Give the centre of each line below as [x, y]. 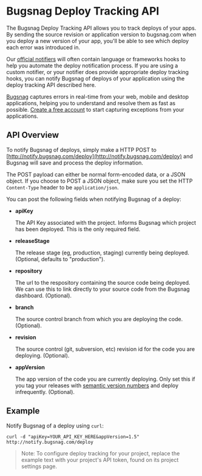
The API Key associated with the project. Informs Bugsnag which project [105, 222]
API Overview [33, 135]
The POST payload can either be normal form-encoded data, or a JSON [96, 174]
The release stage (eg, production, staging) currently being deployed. [102, 253]
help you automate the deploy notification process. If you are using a [92, 66]
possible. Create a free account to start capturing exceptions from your [95, 109]
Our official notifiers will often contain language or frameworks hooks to [96, 59]
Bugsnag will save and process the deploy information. [75, 163]
